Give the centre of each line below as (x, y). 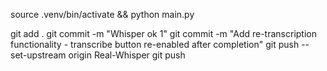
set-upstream (38, 55)
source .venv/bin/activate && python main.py (102, 14)
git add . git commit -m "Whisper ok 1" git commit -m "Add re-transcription (163, 33)
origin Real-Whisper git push (127, 55)
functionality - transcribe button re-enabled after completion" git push (155, 44)
